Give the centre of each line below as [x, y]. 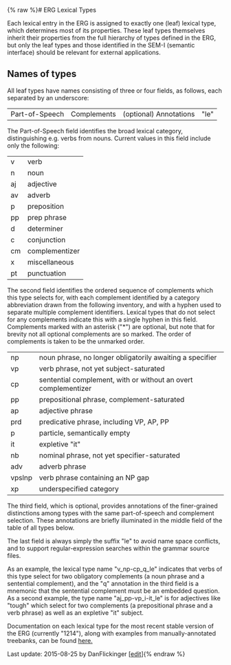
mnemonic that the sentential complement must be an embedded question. [113, 591]
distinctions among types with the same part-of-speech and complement [111, 513]
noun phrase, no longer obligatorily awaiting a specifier [128, 357]
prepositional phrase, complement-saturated [112, 399]
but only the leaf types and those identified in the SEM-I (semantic [101, 45]
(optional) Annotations [159, 114]
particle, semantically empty [85, 433]
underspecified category [79, 488]
